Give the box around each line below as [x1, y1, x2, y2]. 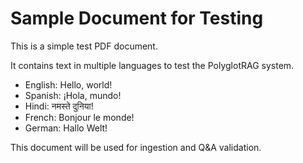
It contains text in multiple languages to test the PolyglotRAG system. [10, 59, 295, 71]
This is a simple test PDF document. [10, 40, 158, 52]
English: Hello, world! [24, 78, 113, 91]
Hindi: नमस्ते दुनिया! [24, 100, 94, 112]
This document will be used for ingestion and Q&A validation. [10, 141, 262, 153]
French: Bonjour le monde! [24, 111, 135, 123]
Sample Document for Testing [10, 7, 264, 30]
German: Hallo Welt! [24, 122, 108, 134]
